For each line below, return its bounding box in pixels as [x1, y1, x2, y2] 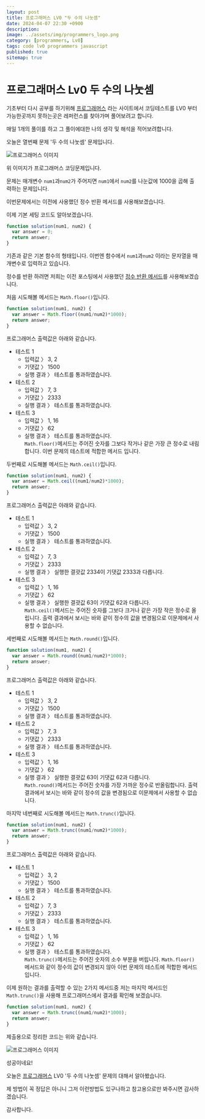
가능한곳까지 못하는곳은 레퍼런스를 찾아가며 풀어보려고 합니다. [6, 112, 154, 120]
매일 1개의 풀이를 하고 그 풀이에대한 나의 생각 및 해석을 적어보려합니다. [6, 125, 173, 132]
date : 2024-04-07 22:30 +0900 [6, 20, 84, 26]
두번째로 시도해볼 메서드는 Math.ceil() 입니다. [6, 460, 117, 468]
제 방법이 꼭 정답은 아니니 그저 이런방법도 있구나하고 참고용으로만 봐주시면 [6, 1085, 183, 1092]
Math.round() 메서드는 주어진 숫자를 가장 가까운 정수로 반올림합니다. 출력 [24, 781, 198, 789]
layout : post [6, 9, 40, 15]
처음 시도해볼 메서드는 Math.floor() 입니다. [6, 294, 110, 301]
